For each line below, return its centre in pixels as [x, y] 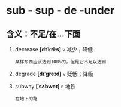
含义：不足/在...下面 [43, 34]
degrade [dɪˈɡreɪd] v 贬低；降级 [54, 74]
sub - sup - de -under [60, 10]
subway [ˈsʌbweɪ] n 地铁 [45, 86]
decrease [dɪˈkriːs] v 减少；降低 [54, 49]
